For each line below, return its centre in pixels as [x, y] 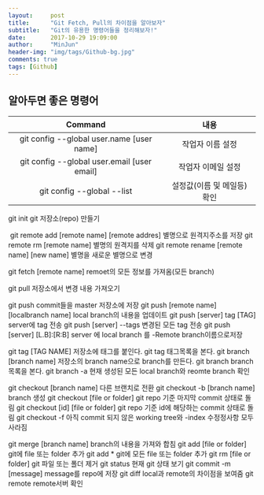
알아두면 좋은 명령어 [53, 100]
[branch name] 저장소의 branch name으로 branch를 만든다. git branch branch [131, 361]
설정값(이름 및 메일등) [209, 185]
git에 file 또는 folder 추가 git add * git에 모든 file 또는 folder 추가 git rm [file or [130, 453]
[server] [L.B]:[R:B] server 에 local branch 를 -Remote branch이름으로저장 [126, 334]
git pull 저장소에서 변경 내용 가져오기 [64, 288]
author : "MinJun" [44, 45]
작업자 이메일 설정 [209, 166]
